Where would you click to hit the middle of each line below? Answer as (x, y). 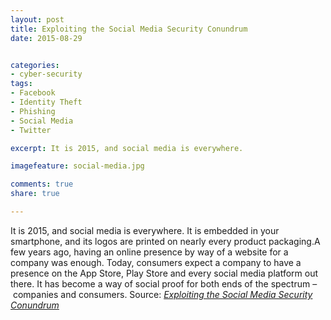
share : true (35, 194)
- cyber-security (46, 74)
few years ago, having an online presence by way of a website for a (149, 252)
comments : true (42, 184)
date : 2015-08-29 (46, 38)
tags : (21, 84)
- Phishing (33, 111)
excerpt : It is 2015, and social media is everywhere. (127, 148)
